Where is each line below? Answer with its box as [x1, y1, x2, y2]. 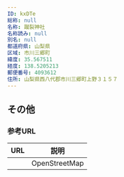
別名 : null [7, 37, 37, 44]
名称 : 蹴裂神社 [7, 23, 46, 30]
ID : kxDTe [7, 10, 36, 18]
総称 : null [7, 17, 37, 24]
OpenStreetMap [31, 159, 84, 169]
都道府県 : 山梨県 [7, 43, 50, 50]
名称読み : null [7, 29, 48, 37]
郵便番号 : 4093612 [7, 69, 57, 76]
